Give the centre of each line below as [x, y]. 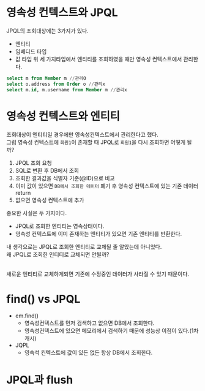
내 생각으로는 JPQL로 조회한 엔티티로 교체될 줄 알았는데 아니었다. [84, 246]
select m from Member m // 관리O [47, 78]
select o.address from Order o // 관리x [56, 84]
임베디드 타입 [31, 51]
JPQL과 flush [40, 380]
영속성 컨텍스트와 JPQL [62, 13]
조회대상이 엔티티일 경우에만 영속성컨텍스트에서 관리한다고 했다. [83, 134]
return [23, 192]
